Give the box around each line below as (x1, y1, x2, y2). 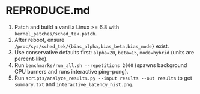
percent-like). (14, 55, 49, 62)
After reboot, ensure (14, 36, 65, 43)
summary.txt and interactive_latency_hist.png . (14, 80, 133, 87)
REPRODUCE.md (5, 4, 91, 17)
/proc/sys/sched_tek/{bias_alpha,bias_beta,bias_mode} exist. (14, 43, 169, 50)
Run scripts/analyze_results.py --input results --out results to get (14, 74, 193, 81)
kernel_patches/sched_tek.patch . (14, 29, 97, 37)
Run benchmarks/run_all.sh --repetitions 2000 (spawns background (14, 61, 187, 69)
